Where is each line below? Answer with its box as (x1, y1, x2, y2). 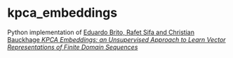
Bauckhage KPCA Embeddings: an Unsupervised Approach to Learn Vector (7, 35, 226, 43)
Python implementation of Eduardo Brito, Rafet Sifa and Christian (7, 28, 195, 36)
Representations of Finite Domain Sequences (7, 43, 138, 51)
